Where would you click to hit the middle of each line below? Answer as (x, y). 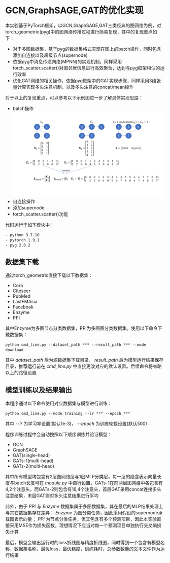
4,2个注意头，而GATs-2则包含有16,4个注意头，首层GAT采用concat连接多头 (83, 489)
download (14, 350)
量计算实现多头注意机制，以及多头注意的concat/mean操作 (73, 87)
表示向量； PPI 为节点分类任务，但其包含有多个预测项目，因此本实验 (86, 519)
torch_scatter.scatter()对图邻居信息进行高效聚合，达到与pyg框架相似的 (86, 68)
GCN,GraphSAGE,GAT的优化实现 (74, 10)
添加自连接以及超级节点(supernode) (50, 55)
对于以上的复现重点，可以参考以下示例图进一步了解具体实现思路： (74, 97)
